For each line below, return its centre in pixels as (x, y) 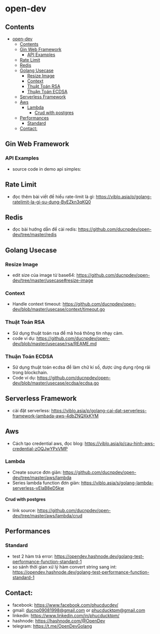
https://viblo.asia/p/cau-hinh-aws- (120, 443)
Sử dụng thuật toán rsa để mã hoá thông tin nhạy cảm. (68, 333)
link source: (24, 510)
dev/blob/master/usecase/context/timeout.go (58, 309)
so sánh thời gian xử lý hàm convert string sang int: (64, 567)
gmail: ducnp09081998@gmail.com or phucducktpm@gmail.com (79, 610)
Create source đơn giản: (37, 472)
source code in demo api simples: (47, 169)
